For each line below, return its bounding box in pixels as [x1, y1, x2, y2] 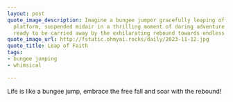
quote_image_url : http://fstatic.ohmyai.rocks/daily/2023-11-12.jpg [7, 36, 209, 43]
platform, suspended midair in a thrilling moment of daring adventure [13, 23, 225, 30]
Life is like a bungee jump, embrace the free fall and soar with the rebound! [7, 87, 222, 95]
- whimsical [7, 62, 42, 69]
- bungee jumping [7, 56, 58, 62]
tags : [7, 49, 23, 56]
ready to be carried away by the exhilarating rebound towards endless [13, 29, 225, 37]
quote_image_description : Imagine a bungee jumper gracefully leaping [7, 17, 216, 24]
